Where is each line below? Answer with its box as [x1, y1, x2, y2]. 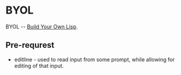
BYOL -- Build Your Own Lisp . [5, 23, 78, 30]
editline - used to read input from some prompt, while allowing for [14, 56, 175, 63]
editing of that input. [14, 62, 64, 69]
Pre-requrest [5, 40, 55, 50]
